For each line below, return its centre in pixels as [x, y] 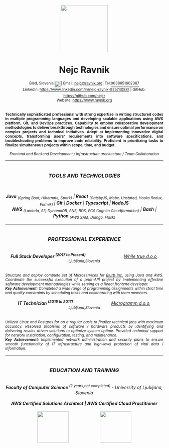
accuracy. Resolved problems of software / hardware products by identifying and [84, 326]
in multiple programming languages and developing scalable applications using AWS [84, 119]
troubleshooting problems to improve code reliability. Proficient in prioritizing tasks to [84, 141]
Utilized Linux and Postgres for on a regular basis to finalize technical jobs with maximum [84, 322]
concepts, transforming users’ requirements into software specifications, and [84, 136]
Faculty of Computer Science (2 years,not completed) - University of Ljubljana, [84, 387]
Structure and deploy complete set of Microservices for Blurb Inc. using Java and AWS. [84, 276]
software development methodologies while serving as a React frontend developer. [77, 284]
